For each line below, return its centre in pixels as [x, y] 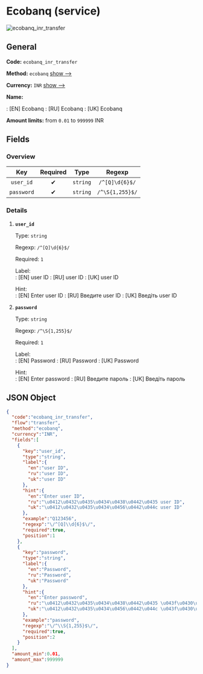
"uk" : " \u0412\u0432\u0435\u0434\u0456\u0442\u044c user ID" [105, 507]
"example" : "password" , [51, 620]
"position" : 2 [39, 637]
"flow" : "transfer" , [36, 423]
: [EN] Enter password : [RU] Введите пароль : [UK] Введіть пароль [100, 379]
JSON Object [31, 398]
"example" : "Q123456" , [50, 519]
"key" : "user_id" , [44, 451]
